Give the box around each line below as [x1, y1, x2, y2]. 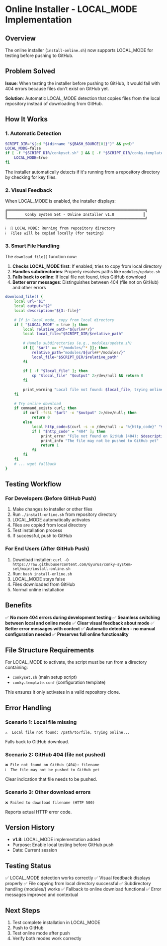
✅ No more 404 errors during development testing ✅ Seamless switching [5, 614, 161, 620]
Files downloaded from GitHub [12, 581, 76, 587]
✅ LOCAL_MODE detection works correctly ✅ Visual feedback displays [5, 875, 151, 881]
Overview [5, 34, 36, 42]
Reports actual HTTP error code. [5, 809, 72, 815]
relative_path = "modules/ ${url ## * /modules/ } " [31, 350, 126, 355]
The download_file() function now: [5, 254, 77, 260]
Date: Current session [12, 847, 57, 853]
